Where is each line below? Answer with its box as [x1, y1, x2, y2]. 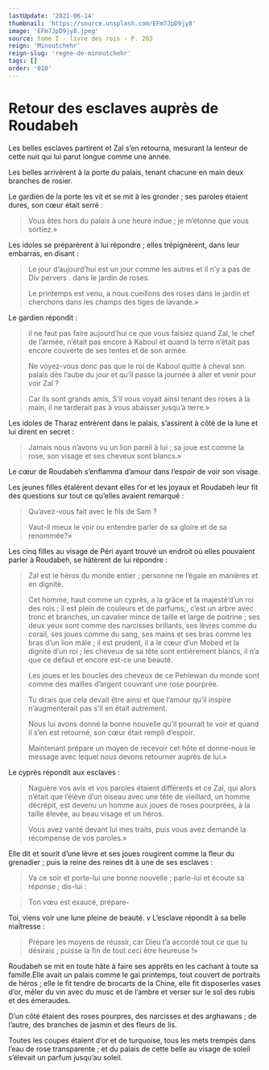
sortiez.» [27, 224, 58, 234]
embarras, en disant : [8, 248, 79, 258]
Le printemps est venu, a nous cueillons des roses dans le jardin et [27, 288, 250, 298]
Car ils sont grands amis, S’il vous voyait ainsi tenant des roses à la [27, 393, 250, 404]
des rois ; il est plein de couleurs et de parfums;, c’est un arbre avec [27, 603, 254, 613]
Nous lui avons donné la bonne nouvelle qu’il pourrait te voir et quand [27, 719, 259, 728]
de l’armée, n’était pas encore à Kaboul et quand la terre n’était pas [27, 337, 250, 346]
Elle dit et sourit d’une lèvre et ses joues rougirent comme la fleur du [8, 849, 235, 858]
